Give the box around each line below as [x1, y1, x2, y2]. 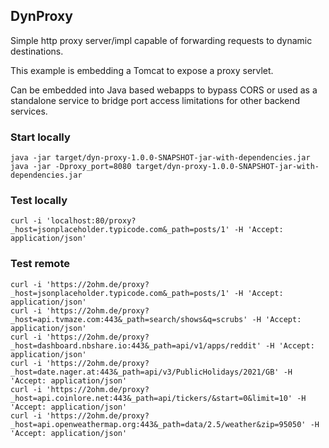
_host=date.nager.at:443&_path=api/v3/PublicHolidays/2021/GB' [10, 367, 280, 377]
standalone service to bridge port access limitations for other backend [10, 94, 301, 106]
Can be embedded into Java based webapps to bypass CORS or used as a [10, 84, 318, 96]
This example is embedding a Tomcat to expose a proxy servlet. [10, 64, 274, 76]
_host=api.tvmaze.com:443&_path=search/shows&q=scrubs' [10, 314, 248, 324]
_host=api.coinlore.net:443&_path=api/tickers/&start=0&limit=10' [10, 393, 293, 403]
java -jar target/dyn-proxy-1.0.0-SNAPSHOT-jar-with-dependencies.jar [10, 153, 311, 163]
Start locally [10, 130, 71, 144]
